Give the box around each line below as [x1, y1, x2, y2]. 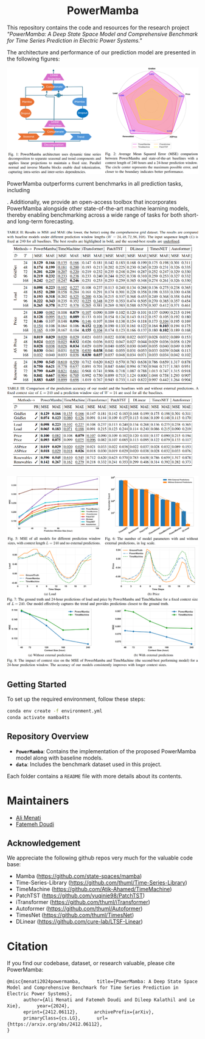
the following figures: [7, 55, 60, 62]
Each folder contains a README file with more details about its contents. [7, 772, 182, 780]
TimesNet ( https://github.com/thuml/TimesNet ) [15, 911, 134, 919]
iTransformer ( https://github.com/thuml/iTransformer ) [15, 899, 151, 906]
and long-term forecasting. [7, 218, 75, 225]
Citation [7, 939, 48, 953]
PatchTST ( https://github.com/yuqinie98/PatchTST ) [15, 892, 145, 899]
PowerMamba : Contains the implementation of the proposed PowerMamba [15, 747, 196, 755]
